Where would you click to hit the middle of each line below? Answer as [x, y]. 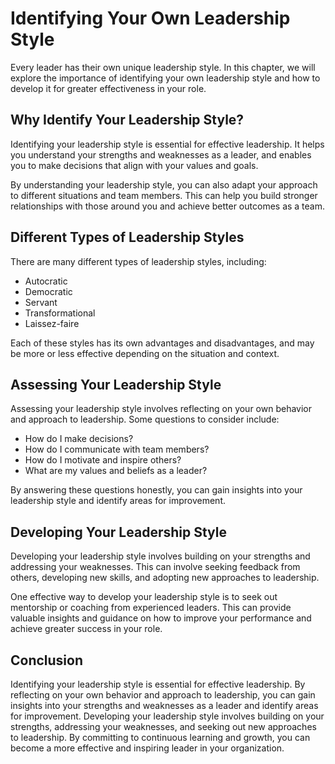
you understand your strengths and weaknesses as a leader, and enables [161, 154]
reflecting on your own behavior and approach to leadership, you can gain [163, 695]
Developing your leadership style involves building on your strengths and [160, 556]
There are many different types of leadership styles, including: [138, 261]
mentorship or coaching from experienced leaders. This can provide [151, 608]
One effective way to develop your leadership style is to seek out [144, 597]
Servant [41, 302]
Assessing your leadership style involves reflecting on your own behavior [161, 409]
